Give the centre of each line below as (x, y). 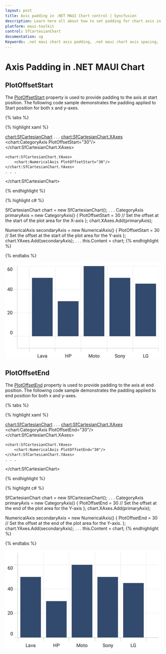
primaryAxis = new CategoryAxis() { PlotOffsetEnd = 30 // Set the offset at (81, 503)
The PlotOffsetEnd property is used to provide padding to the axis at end (80, 385)
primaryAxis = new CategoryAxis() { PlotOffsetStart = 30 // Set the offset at (82, 215)
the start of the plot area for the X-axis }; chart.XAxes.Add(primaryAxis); (79, 220)
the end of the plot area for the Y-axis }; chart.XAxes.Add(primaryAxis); (78, 508)
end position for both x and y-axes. (41, 395)
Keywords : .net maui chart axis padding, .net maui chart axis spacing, (82, 42)
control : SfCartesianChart (33, 32)
